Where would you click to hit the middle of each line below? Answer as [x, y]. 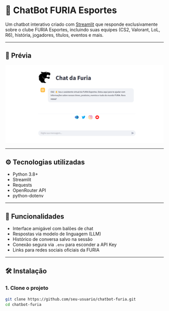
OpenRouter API [29, 190]
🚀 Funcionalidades [35, 216]
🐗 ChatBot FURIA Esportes [61, 10]
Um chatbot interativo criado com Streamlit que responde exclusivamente [81, 24]
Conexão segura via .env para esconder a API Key [65, 244]
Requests [22, 185]
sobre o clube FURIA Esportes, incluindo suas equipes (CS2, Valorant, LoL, [83, 29]
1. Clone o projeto [27, 288]
